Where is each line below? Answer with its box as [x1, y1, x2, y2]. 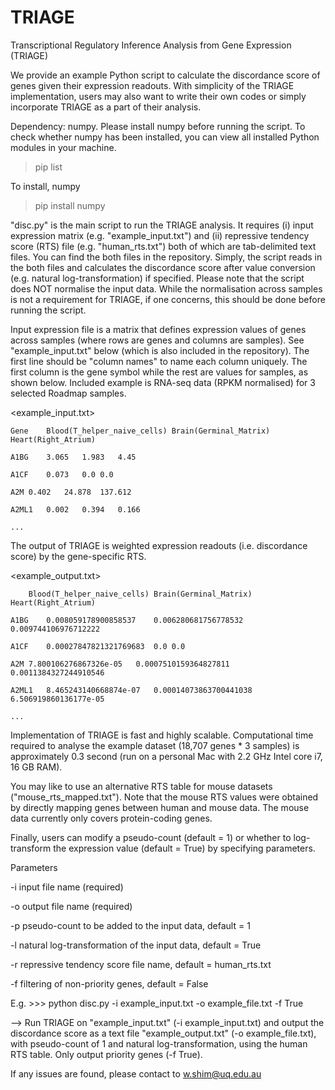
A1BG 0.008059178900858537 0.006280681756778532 [10, 615, 244, 625]
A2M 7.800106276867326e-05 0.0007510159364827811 [10, 659, 230, 669]
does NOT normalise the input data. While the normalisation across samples [10, 282, 323, 295]
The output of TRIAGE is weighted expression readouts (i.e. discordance [10, 539, 308, 551]
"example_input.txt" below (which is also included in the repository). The [10, 344, 310, 356]
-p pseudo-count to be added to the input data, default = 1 [10, 919, 251, 931]
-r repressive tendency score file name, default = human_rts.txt [10, 958, 272, 970]
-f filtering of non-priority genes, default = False [10, 977, 209, 990]
